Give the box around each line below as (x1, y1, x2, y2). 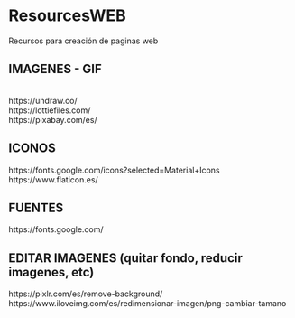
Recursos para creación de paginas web (8, 35, 159, 46)
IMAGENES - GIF (8, 61, 103, 77)
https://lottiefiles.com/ (8, 105, 91, 116)
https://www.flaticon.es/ (8, 173, 98, 185)
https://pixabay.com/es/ (8, 114, 97, 125)
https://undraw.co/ (8, 95, 78, 106)
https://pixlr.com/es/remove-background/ (8, 288, 163, 299)
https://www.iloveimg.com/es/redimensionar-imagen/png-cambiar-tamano (8, 298, 287, 309)
